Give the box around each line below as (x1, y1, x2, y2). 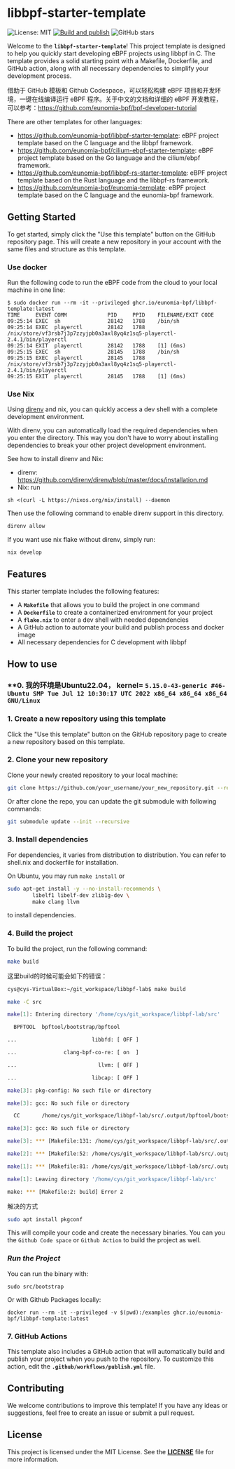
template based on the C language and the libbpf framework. (17, 138, 194, 147)
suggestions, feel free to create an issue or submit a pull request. (7, 1409, 195, 1417)
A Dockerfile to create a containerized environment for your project (17, 608, 213, 616)
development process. (7, 72, 72, 80)
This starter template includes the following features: (7, 587, 159, 595)
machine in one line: (7, 286, 65, 294)
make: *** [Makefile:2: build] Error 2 (7, 1188, 124, 1195)
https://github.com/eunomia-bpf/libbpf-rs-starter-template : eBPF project (17, 168, 227, 177)
